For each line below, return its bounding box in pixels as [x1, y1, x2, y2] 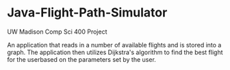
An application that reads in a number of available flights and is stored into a [7, 40, 222, 49]
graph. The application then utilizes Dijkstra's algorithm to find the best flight [7, 48, 224, 56]
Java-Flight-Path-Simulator [7, 5, 168, 21]
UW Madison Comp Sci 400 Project [7, 27, 107, 36]
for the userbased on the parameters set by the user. [7, 55, 156, 63]
